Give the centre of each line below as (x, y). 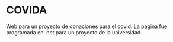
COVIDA (27, 10)
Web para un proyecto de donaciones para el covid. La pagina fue (87, 26)
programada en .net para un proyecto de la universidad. (74, 32)
